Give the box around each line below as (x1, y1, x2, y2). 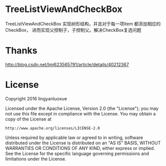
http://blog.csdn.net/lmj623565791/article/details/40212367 (5, 61, 129, 67)
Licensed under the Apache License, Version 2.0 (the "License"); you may (5, 105, 159, 111)
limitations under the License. (5, 155, 66, 161)
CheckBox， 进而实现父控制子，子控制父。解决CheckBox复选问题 (5, 27, 142, 33)
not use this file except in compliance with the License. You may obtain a (5, 110, 156, 116)
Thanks (5, 45, 38, 56)
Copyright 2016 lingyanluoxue (5, 95, 67, 101)
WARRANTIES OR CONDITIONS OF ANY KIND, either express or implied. (5, 145, 155, 151)
